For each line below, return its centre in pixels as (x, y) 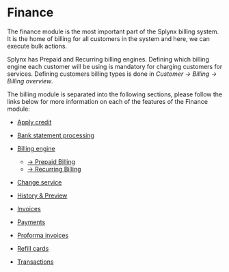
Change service (39, 182)
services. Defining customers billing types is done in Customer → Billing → (112, 74)
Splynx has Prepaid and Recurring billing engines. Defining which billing (108, 59)
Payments (31, 222)
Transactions (35, 262)
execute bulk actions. (37, 46)
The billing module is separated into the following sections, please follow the (115, 94)
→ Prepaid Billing (51, 161)
